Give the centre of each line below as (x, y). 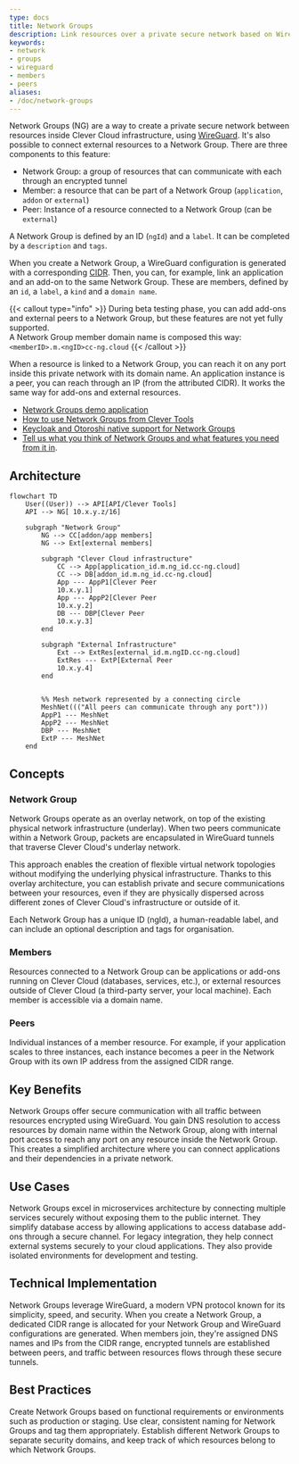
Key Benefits (45, 1090)
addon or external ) (56, 200)
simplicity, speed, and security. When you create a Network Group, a (135, 1314)
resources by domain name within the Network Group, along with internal (143, 1130)
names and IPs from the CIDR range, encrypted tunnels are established (140, 1343)
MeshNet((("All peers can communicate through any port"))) (155, 707)
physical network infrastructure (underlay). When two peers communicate (145, 828)
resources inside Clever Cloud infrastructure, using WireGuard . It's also (140, 136)
